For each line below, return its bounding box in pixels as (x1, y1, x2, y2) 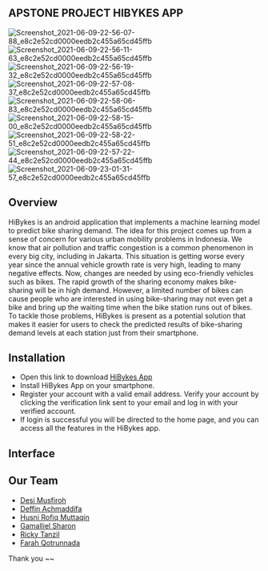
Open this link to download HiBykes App (19, 372, 153, 382)
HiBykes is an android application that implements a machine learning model (8, 217, 260, 227)
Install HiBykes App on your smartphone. (19, 381, 155, 391)
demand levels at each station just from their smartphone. (8, 328, 198, 338)
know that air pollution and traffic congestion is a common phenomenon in (8, 242, 254, 252)
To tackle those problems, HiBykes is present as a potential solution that (8, 310, 246, 320)
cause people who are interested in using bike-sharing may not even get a (8, 294, 254, 303)
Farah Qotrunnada (19, 537, 80, 548)
